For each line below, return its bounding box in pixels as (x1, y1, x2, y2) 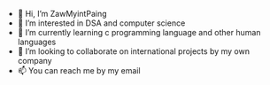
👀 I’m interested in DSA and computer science (17, 18, 186, 28)
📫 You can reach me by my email (17, 66, 141, 75)
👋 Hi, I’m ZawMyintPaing (17, 9, 108, 19)
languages (17, 36, 57, 47)
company (17, 56, 52, 66)
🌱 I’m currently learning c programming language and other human (17, 27, 261, 37)
